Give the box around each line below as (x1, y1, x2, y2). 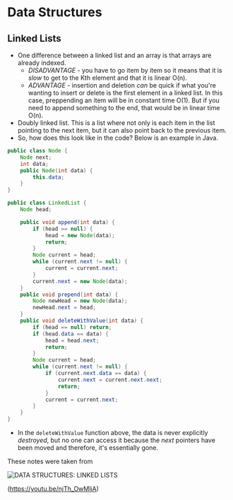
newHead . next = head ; (32, 304, 97, 311)
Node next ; (20, 153, 52, 161)
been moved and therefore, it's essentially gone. (17, 444, 159, 452)
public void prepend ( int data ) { (20, 291, 119, 298)
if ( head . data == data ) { (32, 330, 109, 338)
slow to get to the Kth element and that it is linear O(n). (28, 73, 187, 82)
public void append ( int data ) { (20, 218, 115, 226)
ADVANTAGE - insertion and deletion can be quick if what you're (28, 81, 217, 89)
